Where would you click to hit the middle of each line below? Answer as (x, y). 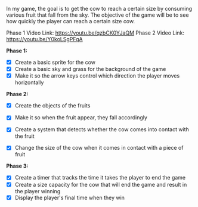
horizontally (29, 82)
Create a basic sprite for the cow (55, 62)
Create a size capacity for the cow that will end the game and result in (101, 184)
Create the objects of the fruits (52, 106)
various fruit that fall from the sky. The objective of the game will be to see (98, 15)
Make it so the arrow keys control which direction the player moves (97, 76)
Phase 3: (17, 166)
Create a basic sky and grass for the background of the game (90, 69)
